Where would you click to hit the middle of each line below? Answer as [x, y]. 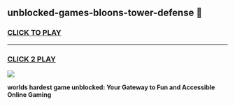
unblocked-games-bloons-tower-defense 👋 [105, 13]
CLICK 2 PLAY [31, 59]
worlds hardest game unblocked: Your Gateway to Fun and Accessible [111, 87]
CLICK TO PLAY [34, 33]
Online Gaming [29, 94]
